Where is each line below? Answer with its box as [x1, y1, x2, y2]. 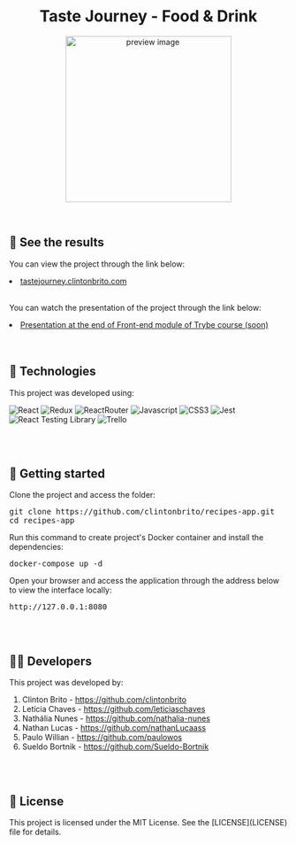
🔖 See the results [9, 235, 104, 250]
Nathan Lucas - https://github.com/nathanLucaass [21, 723, 206, 733]
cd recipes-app [9, 515, 75, 526]
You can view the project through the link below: [9, 259, 186, 269]
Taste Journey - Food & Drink [39, 6, 258, 27]
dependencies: [9, 542, 64, 553]
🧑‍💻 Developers [9, 654, 93, 669]
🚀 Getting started [9, 466, 106, 481]
